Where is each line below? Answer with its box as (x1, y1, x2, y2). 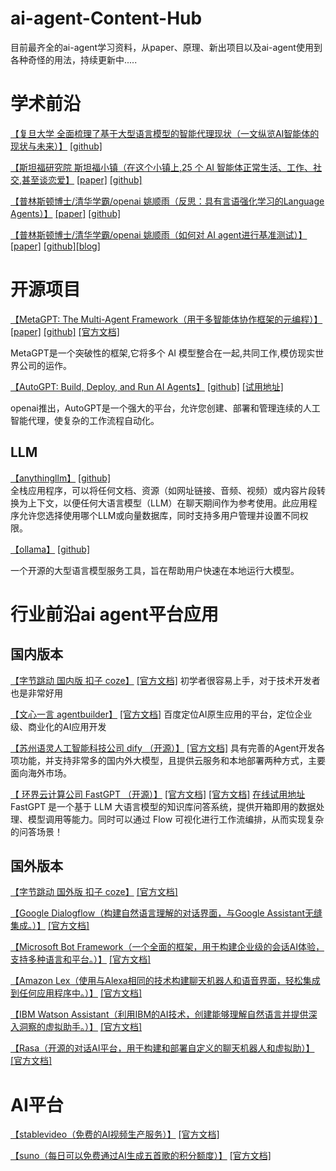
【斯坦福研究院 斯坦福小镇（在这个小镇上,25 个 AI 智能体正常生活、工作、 (10, 161, 314, 173)
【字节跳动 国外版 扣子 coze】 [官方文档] (10, 886, 178, 898)
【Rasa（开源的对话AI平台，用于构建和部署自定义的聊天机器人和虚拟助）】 (10, 1042, 315, 1054)
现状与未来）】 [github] (10, 140, 103, 152)
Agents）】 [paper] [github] (10, 207, 122, 219)
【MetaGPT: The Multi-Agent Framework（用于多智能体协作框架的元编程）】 (10, 313, 323, 325)
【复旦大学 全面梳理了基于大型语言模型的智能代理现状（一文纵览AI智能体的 (10, 127, 320, 139)
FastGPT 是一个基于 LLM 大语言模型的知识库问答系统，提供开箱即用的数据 (10, 800, 317, 812)
